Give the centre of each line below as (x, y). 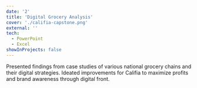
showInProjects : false (34, 50)
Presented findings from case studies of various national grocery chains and (99, 66)
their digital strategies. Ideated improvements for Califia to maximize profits (97, 72)
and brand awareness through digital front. (58, 79)
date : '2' (18, 11)
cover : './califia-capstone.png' (47, 22)
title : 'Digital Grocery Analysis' (50, 17)
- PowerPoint (27, 39)
